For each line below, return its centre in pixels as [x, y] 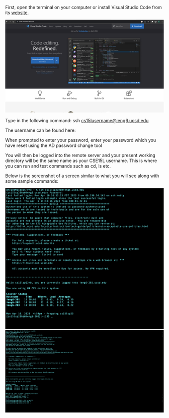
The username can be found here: [41, 130]
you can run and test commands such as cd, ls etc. [58, 166]
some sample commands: [32, 181]
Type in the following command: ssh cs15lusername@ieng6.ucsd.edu [77, 121]
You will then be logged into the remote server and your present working [80, 155]
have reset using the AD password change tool [54, 145]
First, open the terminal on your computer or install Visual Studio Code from [83, 7]
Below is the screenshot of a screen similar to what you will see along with [82, 176]
